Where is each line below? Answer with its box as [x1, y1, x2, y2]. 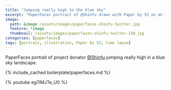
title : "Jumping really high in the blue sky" [5, 7, 106, 13]
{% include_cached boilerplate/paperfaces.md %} [5, 69, 110, 75]
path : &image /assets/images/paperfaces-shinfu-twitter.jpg [10, 21, 140, 27]
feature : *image [10, 26, 44, 31]
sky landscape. [5, 59, 37, 66]
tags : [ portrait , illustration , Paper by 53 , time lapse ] [5, 40, 131, 46]
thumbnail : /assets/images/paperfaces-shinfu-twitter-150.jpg [10, 31, 145, 36]
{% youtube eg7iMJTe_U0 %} [5, 79, 68, 85]
